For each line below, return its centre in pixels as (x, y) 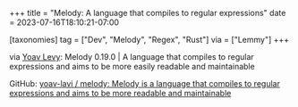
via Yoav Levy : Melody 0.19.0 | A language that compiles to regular (132, 57)
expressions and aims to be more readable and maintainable (120, 93)
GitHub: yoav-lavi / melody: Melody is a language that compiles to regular (145, 83)
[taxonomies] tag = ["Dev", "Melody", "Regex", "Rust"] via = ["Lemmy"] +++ (149, 40)
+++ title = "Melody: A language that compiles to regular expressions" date (148, 13)
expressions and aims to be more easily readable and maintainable (132, 66)
